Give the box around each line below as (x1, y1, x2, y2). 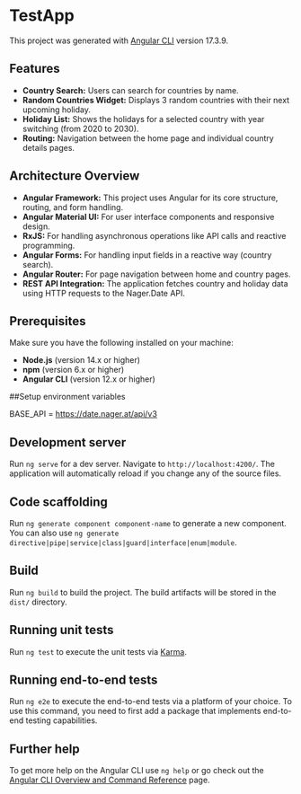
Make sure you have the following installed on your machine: (9, 338, 234, 348)
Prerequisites (9, 313, 86, 329)
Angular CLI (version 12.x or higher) (22, 374, 155, 384)
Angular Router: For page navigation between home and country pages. (22, 269, 291, 279)
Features (9, 61, 60, 76)
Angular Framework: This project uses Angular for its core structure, (22, 192, 279, 203)
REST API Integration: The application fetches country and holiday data (22, 278, 289, 288)
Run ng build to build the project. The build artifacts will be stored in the (9, 587, 277, 597)
